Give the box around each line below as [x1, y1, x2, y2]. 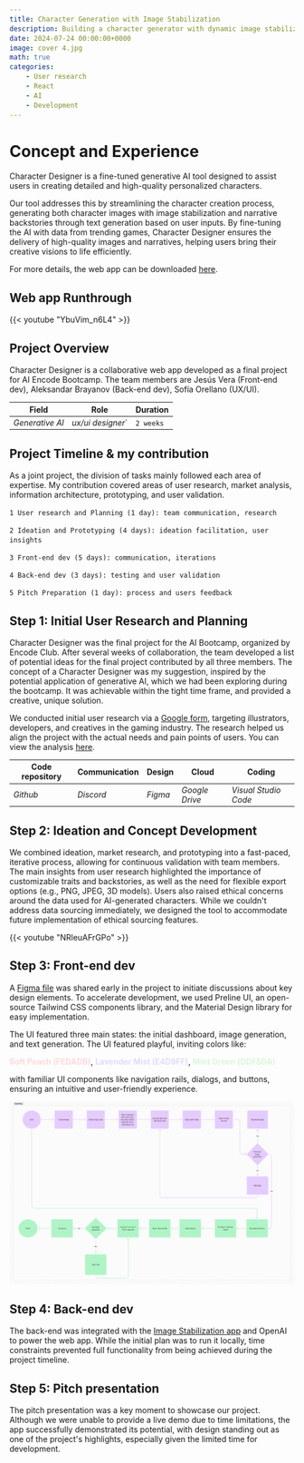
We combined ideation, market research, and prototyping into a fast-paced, [9, 847, 291, 857]
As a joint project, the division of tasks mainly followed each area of [9, 470, 261, 481]
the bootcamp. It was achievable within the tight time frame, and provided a [9, 685, 291, 696]
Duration [135, 404, 169, 415]
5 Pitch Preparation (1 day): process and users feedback [9, 589, 233, 598]
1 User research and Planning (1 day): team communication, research [9, 509, 278, 518]
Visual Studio [232, 785, 281, 795]
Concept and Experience [9, 141, 199, 161]
